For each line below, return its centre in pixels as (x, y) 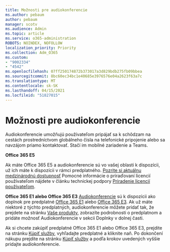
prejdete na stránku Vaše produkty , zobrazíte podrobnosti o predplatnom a (83, 213)
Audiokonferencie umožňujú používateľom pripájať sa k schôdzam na (78, 134)
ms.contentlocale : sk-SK (32, 86)
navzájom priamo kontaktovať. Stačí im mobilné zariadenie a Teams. (77, 145)
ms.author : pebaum (25, 15)
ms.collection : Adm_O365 (32, 52)
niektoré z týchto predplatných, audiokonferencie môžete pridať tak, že (80, 207)
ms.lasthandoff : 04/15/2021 (35, 90)
